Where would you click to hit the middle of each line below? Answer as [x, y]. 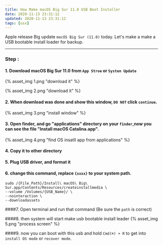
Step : [12, 59]
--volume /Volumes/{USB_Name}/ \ [39, 192]
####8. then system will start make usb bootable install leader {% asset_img [81, 219]
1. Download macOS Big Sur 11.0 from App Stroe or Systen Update [71, 70]
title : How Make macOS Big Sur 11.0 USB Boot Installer [63, 9]
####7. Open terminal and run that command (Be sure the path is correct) [78, 210]
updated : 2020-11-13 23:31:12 [36, 18]
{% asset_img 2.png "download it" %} [43, 91]
